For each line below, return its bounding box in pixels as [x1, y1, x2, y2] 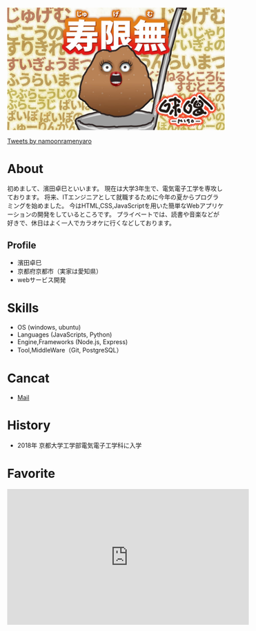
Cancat [7, 370, 50, 386]
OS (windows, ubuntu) [17, 323, 81, 332]
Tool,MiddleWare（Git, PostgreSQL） [17, 346, 123, 354]
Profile [7, 239, 37, 251]
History [7, 418, 51, 433]
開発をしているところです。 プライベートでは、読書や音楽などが [37, 210, 219, 219]
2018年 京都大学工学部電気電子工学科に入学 [17, 441, 142, 450]
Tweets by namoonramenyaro [7, 137, 92, 145]
